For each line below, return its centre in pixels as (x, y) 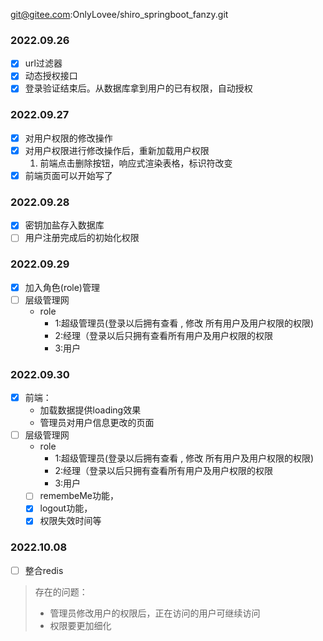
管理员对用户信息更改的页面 (97, 423)
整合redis (44, 570)
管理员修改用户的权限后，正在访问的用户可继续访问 (155, 613)
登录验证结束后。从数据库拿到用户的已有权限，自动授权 (138, 88)
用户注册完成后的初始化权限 (82, 238)
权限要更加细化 (80, 625)
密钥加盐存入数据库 (64, 225)
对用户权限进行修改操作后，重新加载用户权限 (117, 150)
